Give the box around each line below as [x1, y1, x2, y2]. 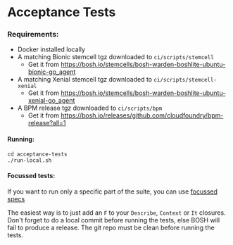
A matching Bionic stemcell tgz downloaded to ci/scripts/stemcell [17, 53, 215, 61]
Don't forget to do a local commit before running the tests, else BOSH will [7, 215, 220, 224]
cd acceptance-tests [7, 151, 68, 158]
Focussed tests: [7, 172, 56, 180]
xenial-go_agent [27, 96, 75, 105]
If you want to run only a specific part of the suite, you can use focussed [7, 187, 218, 196]
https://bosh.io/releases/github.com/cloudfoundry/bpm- [61, 111, 224, 120]
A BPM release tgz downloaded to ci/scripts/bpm [17, 103, 163, 113]
